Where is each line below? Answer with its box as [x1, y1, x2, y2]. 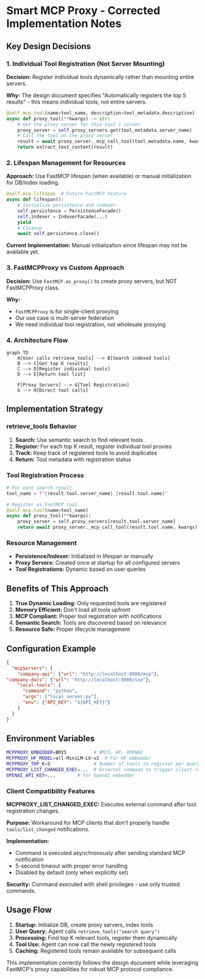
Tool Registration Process [6, 471, 84, 479]
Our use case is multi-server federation [15, 314, 114, 321]
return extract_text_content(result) [17, 144, 113, 151]
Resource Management [6, 538, 77, 547]
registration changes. [6, 807, 60, 814]
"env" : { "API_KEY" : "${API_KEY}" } [22, 699, 111, 705]
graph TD [6, 349, 29, 355]
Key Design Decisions [6, 41, 92, 51]
